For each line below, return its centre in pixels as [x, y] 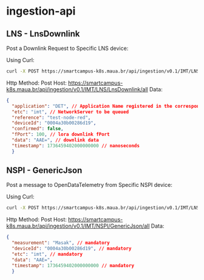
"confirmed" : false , [38, 129]
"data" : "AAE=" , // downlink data [55, 140]
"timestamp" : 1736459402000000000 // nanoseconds [76, 145]
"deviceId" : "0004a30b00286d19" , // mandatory [72, 249]
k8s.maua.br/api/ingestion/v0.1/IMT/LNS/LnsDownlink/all [77, 89]
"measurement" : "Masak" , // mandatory [61, 243]
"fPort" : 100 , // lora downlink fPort [61, 135]
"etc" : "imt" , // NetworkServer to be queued [70, 112]
